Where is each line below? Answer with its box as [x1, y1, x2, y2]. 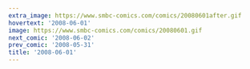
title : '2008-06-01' [8, 48, 78, 56]
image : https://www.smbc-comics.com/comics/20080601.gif [8, 26, 203, 34]
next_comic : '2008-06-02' [8, 33, 95, 42]
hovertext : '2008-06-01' [8, 19, 91, 27]
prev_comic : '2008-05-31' [8, 41, 95, 49]
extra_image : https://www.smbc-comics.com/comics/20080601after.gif [8, 11, 242, 20]
